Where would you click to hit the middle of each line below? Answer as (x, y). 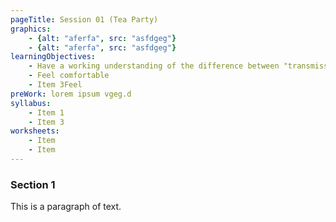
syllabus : (31, 103)
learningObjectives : (53, 57)
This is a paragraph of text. (66, 207)
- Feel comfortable (69, 76)
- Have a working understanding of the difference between (154, 66)
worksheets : (35, 131)
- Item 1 (46, 112)
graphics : (31, 29)
